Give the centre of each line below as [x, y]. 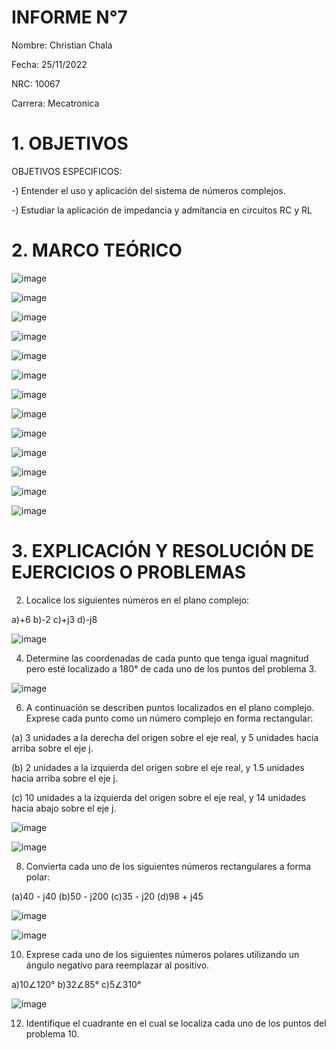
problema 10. [52, 1033]
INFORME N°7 [69, 17]
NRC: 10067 [36, 83]
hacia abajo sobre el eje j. [64, 808]
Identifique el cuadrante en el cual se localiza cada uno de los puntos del [176, 1023]
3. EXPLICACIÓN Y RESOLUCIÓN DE [162, 551]
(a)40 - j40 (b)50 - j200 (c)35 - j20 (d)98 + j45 [107, 896]
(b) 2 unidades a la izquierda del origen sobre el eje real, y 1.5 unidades [158, 767]
